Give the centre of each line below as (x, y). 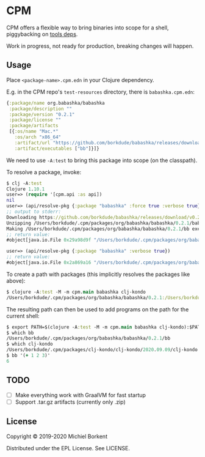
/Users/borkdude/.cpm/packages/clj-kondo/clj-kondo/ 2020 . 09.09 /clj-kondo (102, 350)
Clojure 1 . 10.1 (26, 189)
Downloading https (30, 217)
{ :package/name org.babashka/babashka (56, 103)
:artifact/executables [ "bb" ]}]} (57, 148)
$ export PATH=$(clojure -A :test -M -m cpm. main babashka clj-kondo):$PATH (105, 327)
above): (16, 281)
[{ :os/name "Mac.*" (34, 132)
